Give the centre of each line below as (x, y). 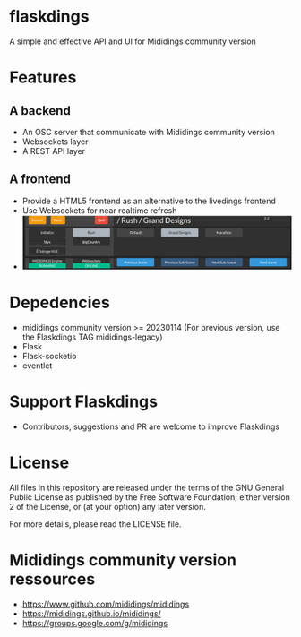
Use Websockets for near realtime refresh (99, 210)
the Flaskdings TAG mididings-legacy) (92, 337)
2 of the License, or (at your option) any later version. (107, 506)
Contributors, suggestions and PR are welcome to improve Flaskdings (151, 426)
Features (43, 77)
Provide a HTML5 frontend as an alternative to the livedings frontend (149, 201)
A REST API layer (54, 151)
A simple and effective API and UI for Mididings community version (133, 41)
